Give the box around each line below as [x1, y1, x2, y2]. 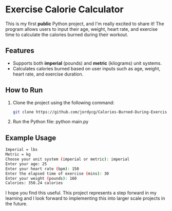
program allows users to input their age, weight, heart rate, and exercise [5, 26, 158, 32]
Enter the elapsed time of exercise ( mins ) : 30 [5, 171, 109, 176]
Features [5, 46, 34, 55]
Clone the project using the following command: [12, 99, 114, 106]
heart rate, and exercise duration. [12, 71, 84, 77]
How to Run [5, 86, 43, 94]
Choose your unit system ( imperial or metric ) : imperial [5, 157, 130, 162]
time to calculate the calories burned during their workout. [5, 31, 128, 37]
